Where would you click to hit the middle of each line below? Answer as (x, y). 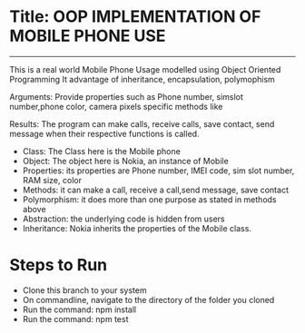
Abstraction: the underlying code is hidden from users (123, 219)
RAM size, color (52, 180)
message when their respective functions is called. (104, 133)
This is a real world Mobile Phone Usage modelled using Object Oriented (145, 69)
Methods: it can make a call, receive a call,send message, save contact (155, 190)
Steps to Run (58, 265)
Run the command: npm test (75, 318)
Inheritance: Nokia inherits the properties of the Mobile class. (137, 228)
